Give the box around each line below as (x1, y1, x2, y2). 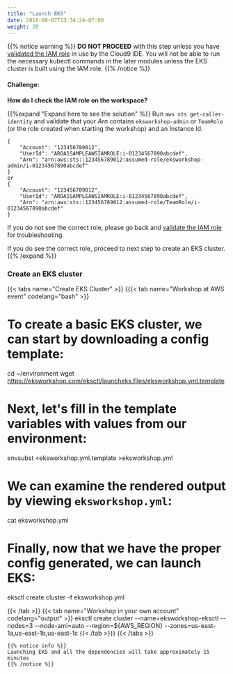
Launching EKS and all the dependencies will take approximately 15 (7, 648, 210, 655)
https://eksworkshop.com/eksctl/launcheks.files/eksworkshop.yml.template (7, 376, 225, 385)
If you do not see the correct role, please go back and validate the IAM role (7, 223, 223, 231)
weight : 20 (7, 23, 39, 30)
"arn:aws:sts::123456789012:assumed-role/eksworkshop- (41, 156, 204, 163)
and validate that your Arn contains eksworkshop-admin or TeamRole (33, 116, 224, 125)
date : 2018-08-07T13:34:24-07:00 (7, 17, 104, 24)
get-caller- (190, 111, 225, 118)
